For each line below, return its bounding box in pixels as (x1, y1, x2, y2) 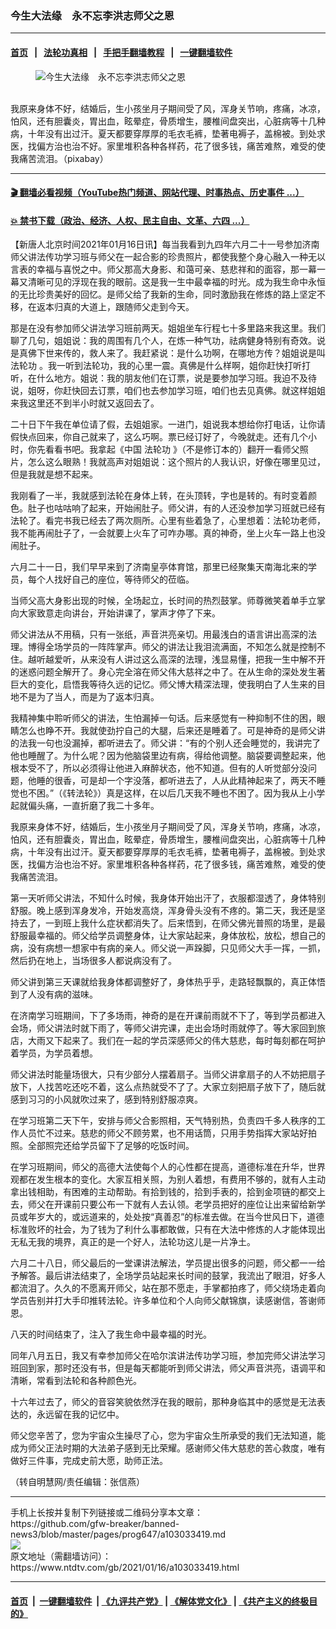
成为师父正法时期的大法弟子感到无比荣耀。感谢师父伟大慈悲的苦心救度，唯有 (10, 1442, 326, 1454)
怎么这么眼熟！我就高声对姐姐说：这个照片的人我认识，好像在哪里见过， (27, 456, 326, 468)
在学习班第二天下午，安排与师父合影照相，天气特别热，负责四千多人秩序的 (10, 1115, 317, 1127)
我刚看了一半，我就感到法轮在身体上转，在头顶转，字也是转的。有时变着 (10, 490, 308, 502)
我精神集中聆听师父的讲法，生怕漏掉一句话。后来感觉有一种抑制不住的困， (10, 712, 317, 724)
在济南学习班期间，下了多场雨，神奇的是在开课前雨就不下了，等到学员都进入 (10, 1010, 326, 1022)
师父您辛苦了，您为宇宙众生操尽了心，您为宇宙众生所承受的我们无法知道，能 (10, 1430, 326, 1442)
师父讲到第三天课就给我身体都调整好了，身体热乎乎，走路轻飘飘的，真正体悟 (10, 976, 326, 988)
